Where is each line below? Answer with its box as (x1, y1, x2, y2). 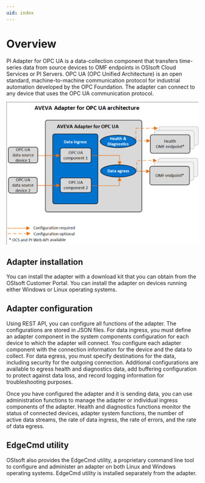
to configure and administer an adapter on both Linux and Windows (6, 463, 176, 470)
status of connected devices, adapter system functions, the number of (6, 409, 184, 416)
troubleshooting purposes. (6, 378, 73, 385)
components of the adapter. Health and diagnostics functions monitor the (6, 403, 191, 410)
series (6, 64, 22, 71)
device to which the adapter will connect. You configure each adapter (6, 339, 182, 346)
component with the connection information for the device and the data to (6, 346, 192, 353)
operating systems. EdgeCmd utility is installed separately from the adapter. (6, 469, 197, 476)
